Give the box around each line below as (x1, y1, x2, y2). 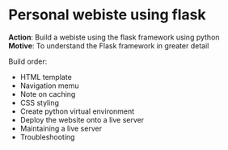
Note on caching (19, 89, 76, 98)
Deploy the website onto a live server (19, 115, 144, 124)
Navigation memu (19, 81, 79, 90)
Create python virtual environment (19, 106, 135, 116)
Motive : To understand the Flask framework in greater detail (8, 40, 209, 50)
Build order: (8, 56, 48, 66)
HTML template (19, 72, 73, 81)
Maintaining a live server (19, 123, 103, 133)
